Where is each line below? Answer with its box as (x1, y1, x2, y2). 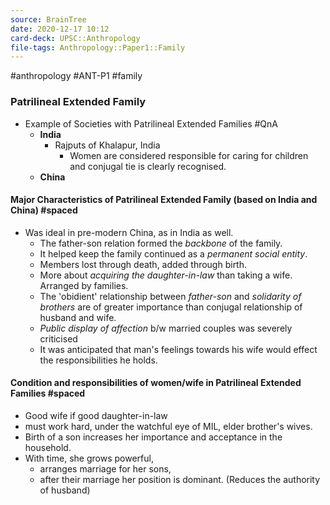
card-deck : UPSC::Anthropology (10, 33, 141, 43)
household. (24, 441, 72, 453)
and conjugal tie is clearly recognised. (69, 160, 227, 172)
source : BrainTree (10, 14, 87, 25)
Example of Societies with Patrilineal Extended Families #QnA (24, 117, 278, 130)
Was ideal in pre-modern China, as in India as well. (24, 226, 234, 238)
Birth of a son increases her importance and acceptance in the (24, 431, 283, 443)
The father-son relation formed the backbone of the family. (39, 237, 283, 249)
